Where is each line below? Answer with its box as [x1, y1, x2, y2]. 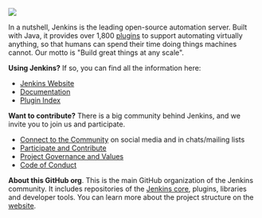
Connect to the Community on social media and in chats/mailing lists [19, 135, 245, 144]
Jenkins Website [19, 79, 75, 88]
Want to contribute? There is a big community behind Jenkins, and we [8, 111, 241, 120]
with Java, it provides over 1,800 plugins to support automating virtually [8, 31, 243, 40]
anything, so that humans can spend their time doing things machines [8, 40, 237, 49]
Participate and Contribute [19, 143, 107, 153]
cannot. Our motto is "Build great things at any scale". [8, 48, 185, 57]
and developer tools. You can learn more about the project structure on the [8, 193, 254, 202]
